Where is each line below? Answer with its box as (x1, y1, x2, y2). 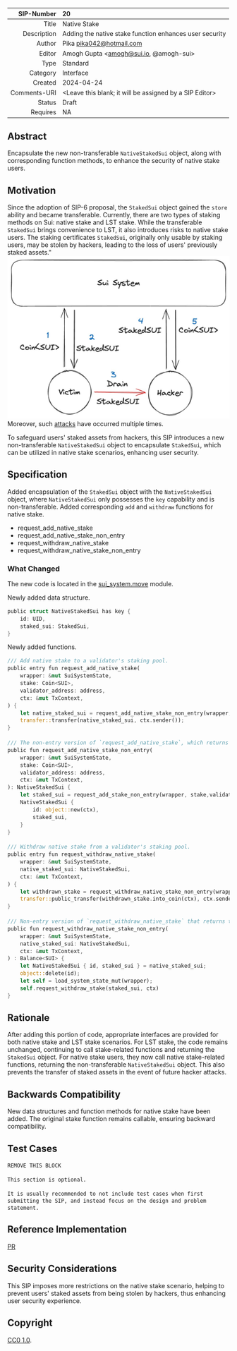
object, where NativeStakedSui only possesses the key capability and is (7, 495, 215, 503)
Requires (30, 108, 56, 116)
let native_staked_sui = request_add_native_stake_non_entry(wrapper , (20, 710, 232, 717)
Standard (62, 59, 90, 67)
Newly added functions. (7, 643, 77, 651)
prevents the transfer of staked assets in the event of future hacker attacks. (7, 1068, 227, 1077)
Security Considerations (7, 1263, 118, 1275)
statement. (7, 1204, 39, 1212)
